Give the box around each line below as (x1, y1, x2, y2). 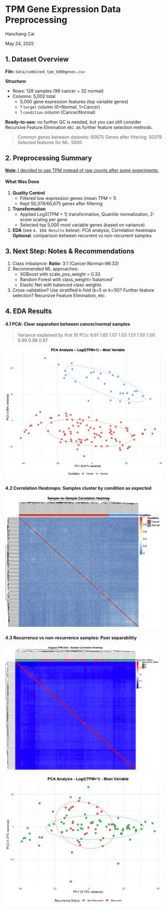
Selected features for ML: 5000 (17, 139, 82, 145)
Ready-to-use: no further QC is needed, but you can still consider (5, 119, 141, 125)
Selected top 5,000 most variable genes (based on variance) (19, 222, 145, 228)
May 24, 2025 (5, 40, 34, 46)
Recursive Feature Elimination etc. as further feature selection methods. (5, 124, 153, 130)
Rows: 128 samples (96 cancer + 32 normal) (12, 88, 104, 94)
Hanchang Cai (5, 31, 34, 37)
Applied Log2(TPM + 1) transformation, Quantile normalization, (19, 211, 149, 217)
